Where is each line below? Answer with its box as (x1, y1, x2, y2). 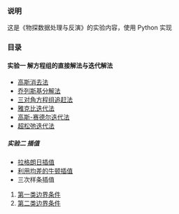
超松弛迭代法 (17, 122, 55, 130)
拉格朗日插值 (17, 158, 55, 166)
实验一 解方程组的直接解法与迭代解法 (7, 61, 113, 69)
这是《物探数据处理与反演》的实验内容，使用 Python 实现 (7, 23, 173, 32)
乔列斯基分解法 (17, 87, 61, 95)
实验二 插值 (7, 139, 40, 148)
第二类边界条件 (17, 199, 61, 208)
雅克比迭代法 (17, 104, 55, 113)
